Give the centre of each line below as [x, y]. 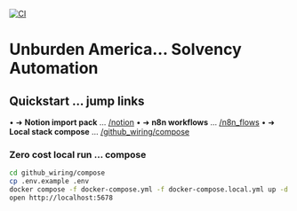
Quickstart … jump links [77, 101]
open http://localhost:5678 [61, 198]
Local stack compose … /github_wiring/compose [99, 132]
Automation [54, 69]
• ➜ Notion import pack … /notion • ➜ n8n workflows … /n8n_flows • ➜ [142, 122]
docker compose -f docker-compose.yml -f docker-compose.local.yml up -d [149, 190]
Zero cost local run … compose [78, 154]
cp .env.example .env [49, 182]
